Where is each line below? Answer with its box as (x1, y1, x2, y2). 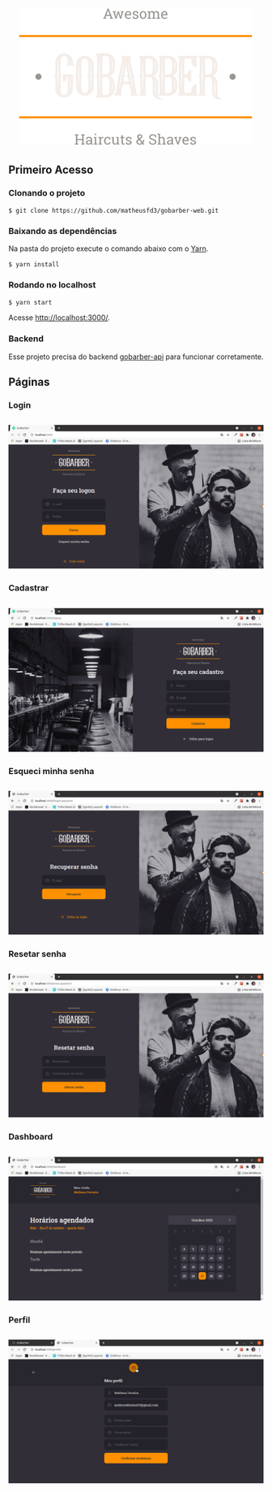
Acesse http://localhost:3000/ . (8, 313, 111, 322)
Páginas (8, 375, 50, 389)
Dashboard (8, 1131, 53, 1143)
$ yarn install (8, 261, 60, 269)
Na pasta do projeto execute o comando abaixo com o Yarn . (8, 244, 209, 253)
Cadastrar (8, 582, 49, 594)
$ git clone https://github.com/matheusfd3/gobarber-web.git (8, 206, 219, 214)
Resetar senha (8, 949, 67, 960)
